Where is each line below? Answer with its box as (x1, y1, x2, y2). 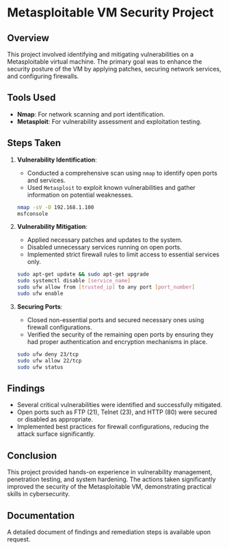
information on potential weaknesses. (27, 191, 133, 199)
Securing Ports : (16, 302, 63, 310)
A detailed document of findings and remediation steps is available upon (7, 528, 211, 536)
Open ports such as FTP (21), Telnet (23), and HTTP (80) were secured (16, 408, 217, 416)
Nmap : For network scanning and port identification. (16, 110, 165, 118)
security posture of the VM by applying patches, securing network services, (7, 65, 222, 73)
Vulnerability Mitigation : (16, 223, 87, 231)
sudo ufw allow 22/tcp (16, 357, 82, 364)
